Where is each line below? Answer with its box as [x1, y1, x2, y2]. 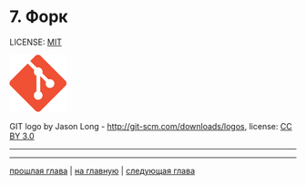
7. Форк [9, 6, 68, 27]
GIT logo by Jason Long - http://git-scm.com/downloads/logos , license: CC [9, 120, 293, 131]
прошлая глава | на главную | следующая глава [9, 165, 196, 176]
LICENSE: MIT [9, 36, 62, 47]
